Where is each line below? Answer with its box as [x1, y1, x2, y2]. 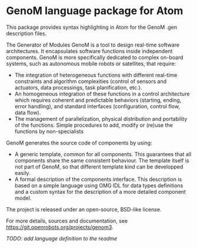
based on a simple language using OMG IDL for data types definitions [14, 181, 183, 189]
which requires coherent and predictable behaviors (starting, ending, [14, 96, 182, 104]
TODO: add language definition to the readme [6, 234, 118, 242]
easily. [14, 169, 31, 176]
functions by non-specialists [14, 128, 84, 135]
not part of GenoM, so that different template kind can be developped [14, 163, 183, 170]
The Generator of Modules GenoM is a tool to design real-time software [6, 41, 180, 48]
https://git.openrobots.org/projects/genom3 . [6, 223, 113, 230]
